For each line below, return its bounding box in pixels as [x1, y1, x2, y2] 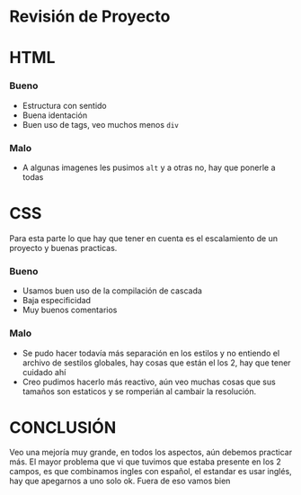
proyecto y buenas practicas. [9, 242, 118, 253]
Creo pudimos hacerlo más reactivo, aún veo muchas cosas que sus [22, 376, 276, 387]
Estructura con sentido [22, 100, 108, 111]
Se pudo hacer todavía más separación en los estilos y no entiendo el [22, 347, 280, 358]
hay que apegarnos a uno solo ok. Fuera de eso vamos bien [9, 475, 231, 487]
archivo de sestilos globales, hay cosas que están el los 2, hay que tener [22, 357, 291, 368]
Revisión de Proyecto [9, 6, 171, 27]
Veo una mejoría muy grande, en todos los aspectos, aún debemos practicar [9, 447, 293, 458]
